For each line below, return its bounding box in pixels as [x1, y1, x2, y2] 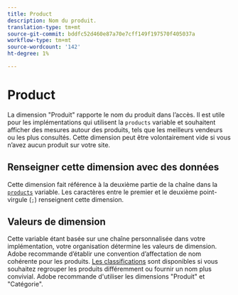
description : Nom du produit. [7, 17, 97, 24]
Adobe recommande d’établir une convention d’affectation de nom [7, 250, 202, 258]
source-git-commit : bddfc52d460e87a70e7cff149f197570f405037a [7, 30, 195, 38]
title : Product [7, 10, 53, 18]
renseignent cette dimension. [38, 195, 124, 203]
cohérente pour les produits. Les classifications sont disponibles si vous [7, 257, 218, 266]
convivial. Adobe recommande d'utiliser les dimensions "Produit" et [7, 272, 205, 281]
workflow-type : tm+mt [7, 37, 72, 44]
